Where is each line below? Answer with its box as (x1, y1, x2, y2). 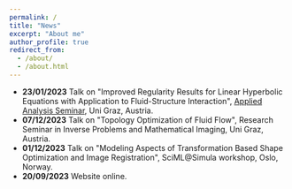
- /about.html (17, 63, 69, 72)
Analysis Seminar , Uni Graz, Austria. (21, 105, 154, 116)
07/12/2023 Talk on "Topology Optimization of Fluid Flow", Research (21, 114, 274, 125)
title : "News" (9, 21, 62, 30)
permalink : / (9, 12, 58, 22)
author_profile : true (9, 37, 89, 47)
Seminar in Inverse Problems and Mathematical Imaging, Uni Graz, (21, 124, 264, 134)
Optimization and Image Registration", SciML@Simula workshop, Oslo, (21, 152, 279, 163)
